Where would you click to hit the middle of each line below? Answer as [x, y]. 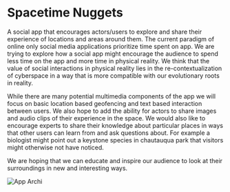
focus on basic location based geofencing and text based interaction [105, 103]
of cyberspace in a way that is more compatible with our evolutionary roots [114, 75]
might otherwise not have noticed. [56, 147]
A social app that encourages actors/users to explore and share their [105, 32]
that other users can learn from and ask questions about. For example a [108, 133]
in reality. [20, 83]
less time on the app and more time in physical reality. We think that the [108, 61]
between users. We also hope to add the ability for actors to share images [112, 111]
